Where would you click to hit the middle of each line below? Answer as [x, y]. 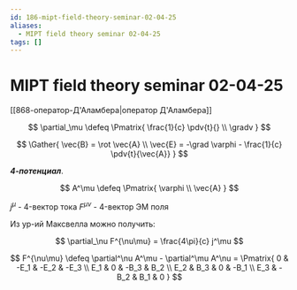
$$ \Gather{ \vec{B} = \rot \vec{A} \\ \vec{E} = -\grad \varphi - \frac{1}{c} [149, 145]
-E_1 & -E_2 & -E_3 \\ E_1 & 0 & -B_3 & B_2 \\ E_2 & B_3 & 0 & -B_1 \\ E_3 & [147, 267]
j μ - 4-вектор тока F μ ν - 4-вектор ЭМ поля [89, 206]
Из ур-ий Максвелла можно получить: [83, 224]
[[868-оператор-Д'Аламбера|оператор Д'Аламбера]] [111, 111]
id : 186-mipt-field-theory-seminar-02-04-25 [93, 17]
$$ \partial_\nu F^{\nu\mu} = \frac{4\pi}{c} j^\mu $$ [149, 240]
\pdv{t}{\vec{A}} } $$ [149, 154]
